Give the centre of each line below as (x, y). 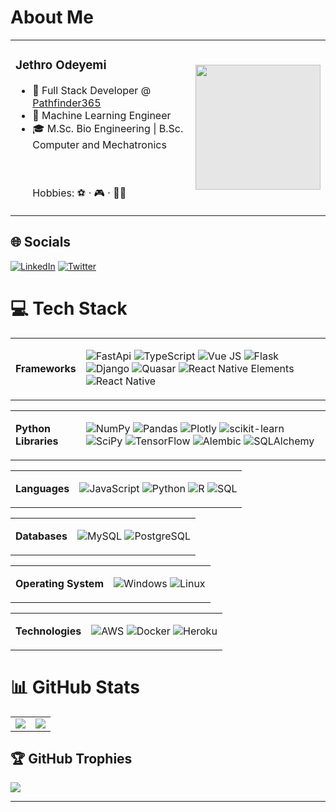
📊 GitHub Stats (75, 687)
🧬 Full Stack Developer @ (92, 90)
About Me (52, 17)
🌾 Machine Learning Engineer (102, 115)
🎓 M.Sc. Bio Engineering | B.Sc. (108, 128)
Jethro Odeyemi (61, 65)
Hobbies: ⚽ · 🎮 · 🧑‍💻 (79, 193)
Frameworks (46, 368)
